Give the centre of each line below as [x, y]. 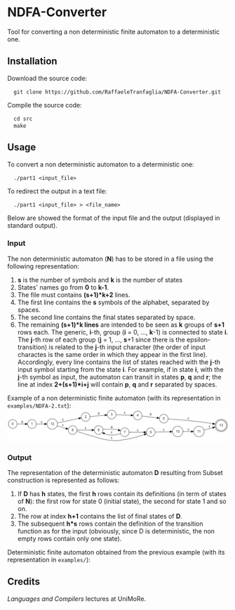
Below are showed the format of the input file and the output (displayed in [114, 218]
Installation [32, 61]
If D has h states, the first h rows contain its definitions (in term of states [122, 493]
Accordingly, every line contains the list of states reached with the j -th [119, 362]
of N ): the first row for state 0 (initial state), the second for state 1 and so [122, 501]
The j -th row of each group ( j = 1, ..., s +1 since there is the [101, 339]
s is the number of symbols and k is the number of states [100, 280]
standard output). [32, 225]
